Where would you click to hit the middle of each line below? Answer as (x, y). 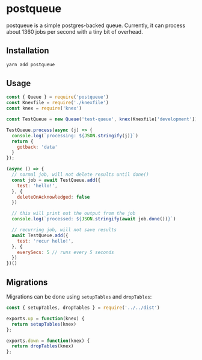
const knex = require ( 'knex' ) (44, 108)
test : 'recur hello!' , (45, 241)
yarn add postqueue (31, 64)
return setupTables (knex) (44, 324)
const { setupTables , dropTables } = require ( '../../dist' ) (83, 308)
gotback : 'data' (38, 147)
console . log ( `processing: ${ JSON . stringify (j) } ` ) (75, 135)
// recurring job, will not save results (64, 230)
